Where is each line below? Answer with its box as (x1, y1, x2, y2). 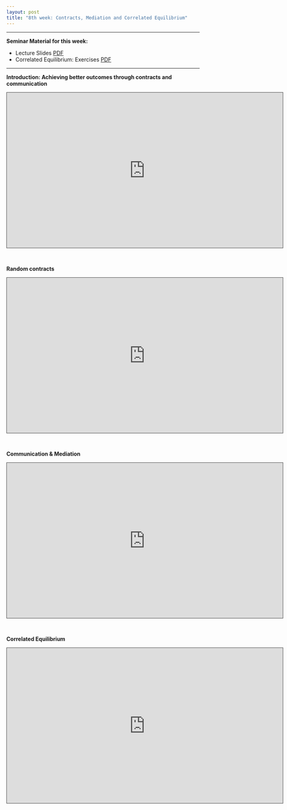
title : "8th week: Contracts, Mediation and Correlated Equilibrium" (6, 15, 188, 21)
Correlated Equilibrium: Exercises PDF (15, 56, 112, 63)
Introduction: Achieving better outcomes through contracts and (6, 73, 172, 80)
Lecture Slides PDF (15, 49, 64, 56)
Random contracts (6, 265, 55, 272)
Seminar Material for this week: (6, 37, 88, 45)
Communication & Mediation (6, 450, 81, 457)
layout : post (6, 9, 40, 15)
